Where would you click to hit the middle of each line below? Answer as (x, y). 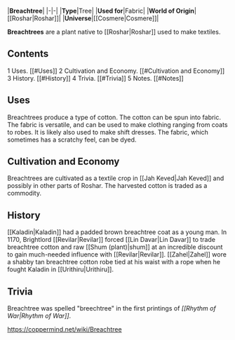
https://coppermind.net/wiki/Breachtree (65, 329)
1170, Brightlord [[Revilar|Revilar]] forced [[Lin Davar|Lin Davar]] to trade (112, 240)
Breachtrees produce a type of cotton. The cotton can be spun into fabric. (114, 117)
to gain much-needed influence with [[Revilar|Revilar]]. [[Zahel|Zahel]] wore (117, 254)
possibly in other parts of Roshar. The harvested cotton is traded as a (107, 186)
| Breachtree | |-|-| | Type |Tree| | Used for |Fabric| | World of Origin (101, 11)
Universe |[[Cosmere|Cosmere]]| (112, 18)
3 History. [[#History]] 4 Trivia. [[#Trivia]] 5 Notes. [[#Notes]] (95, 78)
